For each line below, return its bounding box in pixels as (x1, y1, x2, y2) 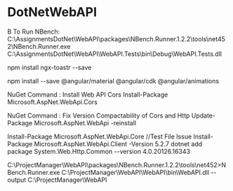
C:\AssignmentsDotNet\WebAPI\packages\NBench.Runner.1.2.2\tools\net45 (7, 34, 226, 43)
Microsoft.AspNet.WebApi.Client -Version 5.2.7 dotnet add (34, 139, 203, 148)
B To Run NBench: (7, 27, 60, 36)
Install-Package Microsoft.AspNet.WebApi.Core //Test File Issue (7, 132, 192, 141)
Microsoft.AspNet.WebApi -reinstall (34, 118, 137, 127)
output (7, 176, 27, 184)
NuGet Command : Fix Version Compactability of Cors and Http (7, 111, 190, 120)
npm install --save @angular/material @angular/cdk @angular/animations (7, 76, 220, 85)
